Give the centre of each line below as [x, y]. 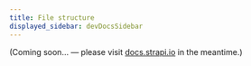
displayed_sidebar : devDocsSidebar [76, 26]
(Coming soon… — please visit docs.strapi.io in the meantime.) [126, 52]
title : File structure [52, 18]
